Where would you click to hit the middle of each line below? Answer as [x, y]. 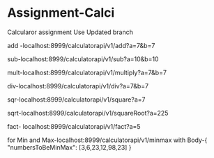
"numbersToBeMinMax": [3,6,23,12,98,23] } [69, 147]
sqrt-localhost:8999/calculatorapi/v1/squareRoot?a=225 [88, 113]
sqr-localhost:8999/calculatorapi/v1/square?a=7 [76, 100]
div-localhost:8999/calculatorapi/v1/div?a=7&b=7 [78, 86]
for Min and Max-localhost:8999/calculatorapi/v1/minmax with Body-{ [107, 140]
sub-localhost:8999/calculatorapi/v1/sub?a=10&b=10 [83, 59]
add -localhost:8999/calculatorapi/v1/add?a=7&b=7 [81, 45]
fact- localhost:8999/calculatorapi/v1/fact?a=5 [74, 126]
